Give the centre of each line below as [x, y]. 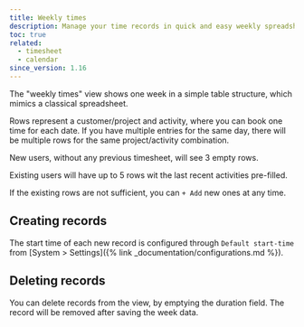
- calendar [38, 60]
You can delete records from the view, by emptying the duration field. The [147, 303]
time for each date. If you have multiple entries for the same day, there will [148, 130]
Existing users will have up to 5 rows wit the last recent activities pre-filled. [148, 175]
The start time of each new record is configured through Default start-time [152, 243]
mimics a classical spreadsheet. [69, 103]
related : [26, 43]
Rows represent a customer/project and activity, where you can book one [146, 121]
